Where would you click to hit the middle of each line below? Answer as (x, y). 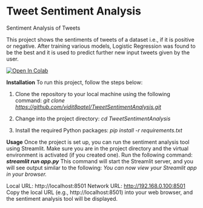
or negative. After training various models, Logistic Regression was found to (101, 46)
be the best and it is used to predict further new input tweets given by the (98, 52)
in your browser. (27, 174)
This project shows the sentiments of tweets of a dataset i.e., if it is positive (101, 39)
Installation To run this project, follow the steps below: (75, 82)
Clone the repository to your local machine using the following (93, 94)
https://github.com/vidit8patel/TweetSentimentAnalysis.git (88, 106)
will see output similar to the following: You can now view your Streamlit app (101, 167)
